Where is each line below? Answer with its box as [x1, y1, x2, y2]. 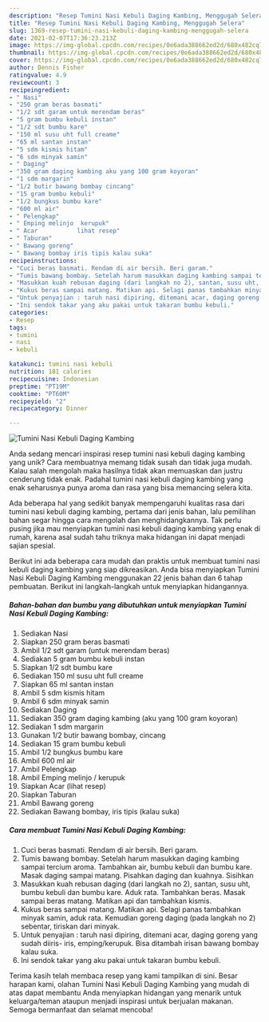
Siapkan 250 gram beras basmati [20, 637, 130, 647]
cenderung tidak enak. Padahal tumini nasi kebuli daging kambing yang [9, 474, 243, 484]
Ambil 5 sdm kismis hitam [20, 688, 105, 698]
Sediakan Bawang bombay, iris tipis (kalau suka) [20, 807, 180, 817]
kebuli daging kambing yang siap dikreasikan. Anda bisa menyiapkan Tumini [9, 564, 259, 575]
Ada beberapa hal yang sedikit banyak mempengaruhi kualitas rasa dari [9, 498, 245, 508]
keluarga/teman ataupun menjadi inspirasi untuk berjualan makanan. [9, 996, 234, 1006]
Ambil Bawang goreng [20, 798, 94, 808]
